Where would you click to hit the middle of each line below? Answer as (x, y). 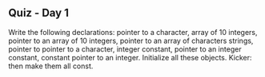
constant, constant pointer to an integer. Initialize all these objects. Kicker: (130, 57)
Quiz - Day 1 (39, 13)
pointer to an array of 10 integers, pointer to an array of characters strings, (131, 40)
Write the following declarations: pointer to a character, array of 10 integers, (133, 32)
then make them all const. (51, 66)
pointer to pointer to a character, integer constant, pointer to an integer (125, 49)
